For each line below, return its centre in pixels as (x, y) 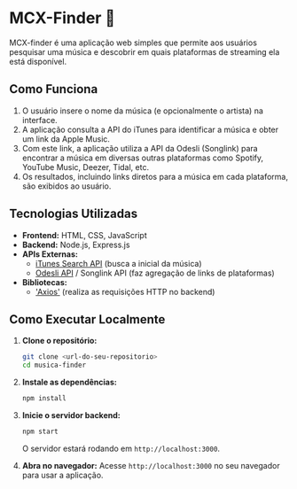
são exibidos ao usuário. (66, 186)
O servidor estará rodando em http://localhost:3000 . (121, 448)
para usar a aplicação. (63, 475)
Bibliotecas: (45, 282)
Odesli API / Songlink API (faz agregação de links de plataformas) (155, 273)
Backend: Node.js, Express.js (76, 244)
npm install (44, 399)
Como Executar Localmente (87, 319)
